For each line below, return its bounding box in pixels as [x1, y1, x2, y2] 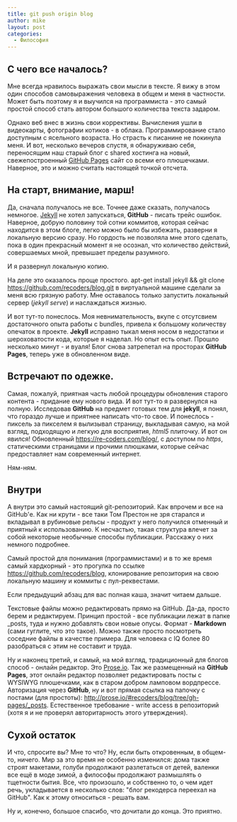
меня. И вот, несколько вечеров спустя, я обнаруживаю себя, [7, 141, 196, 149]
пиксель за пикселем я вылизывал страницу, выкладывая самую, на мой [7, 420, 230, 428]
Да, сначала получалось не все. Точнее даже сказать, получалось [7, 203, 210, 212]
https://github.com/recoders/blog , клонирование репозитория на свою [7, 569, 219, 578]
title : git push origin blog [7, 10, 93, 18]
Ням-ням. [7, 463, 37, 472]
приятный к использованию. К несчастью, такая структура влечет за [7, 525, 218, 534]
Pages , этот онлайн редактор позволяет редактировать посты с [7, 671, 202, 679]
